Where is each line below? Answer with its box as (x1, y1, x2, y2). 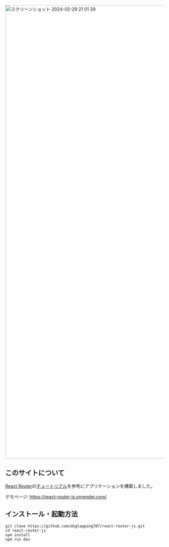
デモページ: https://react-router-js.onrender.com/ (5, 494, 107, 500)
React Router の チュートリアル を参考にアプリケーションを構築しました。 (5, 483, 155, 489)
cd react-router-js (5, 528, 46, 533)
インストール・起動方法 (5, 510, 78, 518)
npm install (5, 532, 30, 537)
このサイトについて (5, 468, 65, 477)
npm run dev (5, 536, 30, 542)
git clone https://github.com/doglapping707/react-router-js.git (5, 523, 145, 528)
